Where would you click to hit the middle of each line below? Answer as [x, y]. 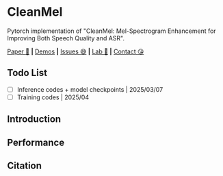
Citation [25, 166]
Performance [36, 142]
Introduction [34, 120]
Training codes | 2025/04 [53, 97]
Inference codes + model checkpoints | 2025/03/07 [90, 89]
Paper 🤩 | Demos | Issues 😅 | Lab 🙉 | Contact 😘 [76, 51]
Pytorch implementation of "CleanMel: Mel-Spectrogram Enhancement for [112, 31]
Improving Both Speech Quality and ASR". [66, 38]
